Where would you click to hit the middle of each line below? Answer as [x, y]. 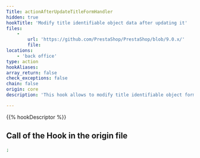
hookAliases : [22, 67]
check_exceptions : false [37, 78]
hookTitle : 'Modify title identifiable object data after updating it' [97, 23]
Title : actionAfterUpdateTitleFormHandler [60, 12]
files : [14, 28]
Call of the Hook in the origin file [67, 136]
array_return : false [32, 73]
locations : [20, 51]
